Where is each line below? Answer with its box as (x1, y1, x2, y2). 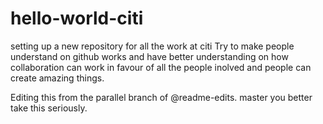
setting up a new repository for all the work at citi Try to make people (10, 40, 295, 52)
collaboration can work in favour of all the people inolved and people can (10, 61, 312, 73)
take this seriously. (10, 102, 88, 114)
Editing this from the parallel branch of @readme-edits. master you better (10, 91, 313, 103)
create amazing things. (10, 72, 105, 84)
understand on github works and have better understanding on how (10, 50, 289, 62)
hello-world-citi (10, 7, 144, 30)
